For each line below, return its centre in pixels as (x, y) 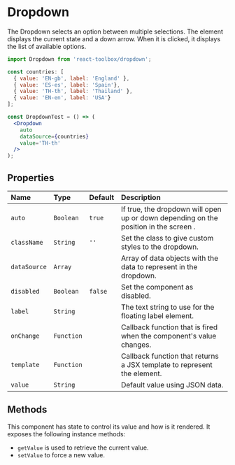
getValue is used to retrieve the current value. (83, 448)
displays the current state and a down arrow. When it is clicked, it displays (114, 38)
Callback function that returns (170, 356)
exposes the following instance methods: (66, 434)
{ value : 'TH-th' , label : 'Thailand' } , (73, 92)
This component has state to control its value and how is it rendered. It (109, 427)
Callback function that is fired (170, 327)
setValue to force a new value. (61, 455)
